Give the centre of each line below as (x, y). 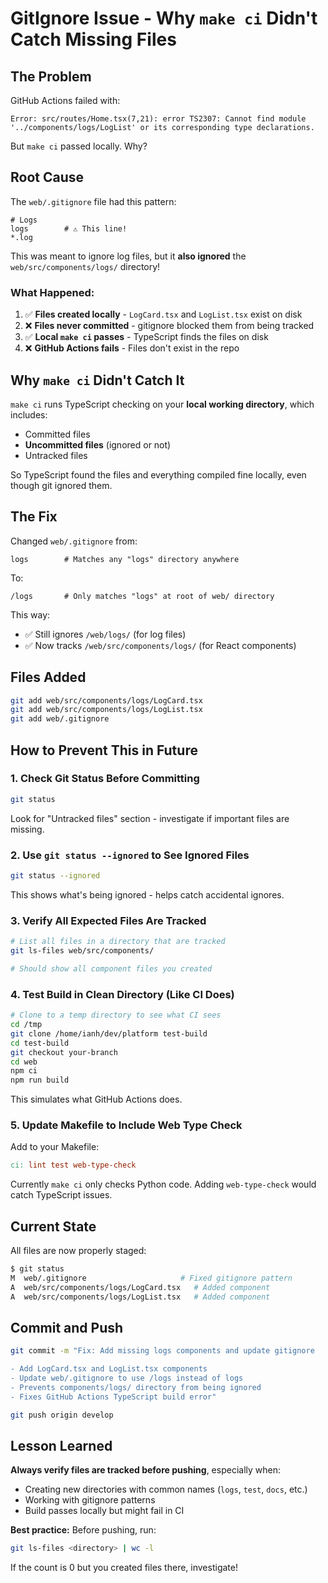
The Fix (34, 517)
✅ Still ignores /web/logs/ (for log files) (105, 634)
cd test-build (40, 1043)
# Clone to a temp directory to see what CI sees (116, 1015)
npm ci (24, 1071)
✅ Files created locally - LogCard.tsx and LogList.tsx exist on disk (163, 314)
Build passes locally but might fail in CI (104, 1511)
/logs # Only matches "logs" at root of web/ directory (142, 596)
